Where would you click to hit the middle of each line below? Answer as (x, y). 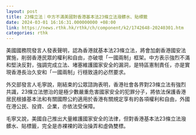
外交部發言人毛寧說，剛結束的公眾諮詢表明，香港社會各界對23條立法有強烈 (96, 84)
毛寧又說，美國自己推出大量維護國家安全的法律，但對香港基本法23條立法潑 (96, 119)
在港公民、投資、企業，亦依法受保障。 (52, 106)
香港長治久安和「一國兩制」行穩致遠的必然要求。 (70, 72)
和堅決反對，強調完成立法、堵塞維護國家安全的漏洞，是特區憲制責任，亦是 (95, 65)
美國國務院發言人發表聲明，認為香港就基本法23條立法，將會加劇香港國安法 (96, 51)
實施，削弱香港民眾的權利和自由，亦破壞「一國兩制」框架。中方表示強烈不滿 (98, 58)
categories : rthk (27, 33)
